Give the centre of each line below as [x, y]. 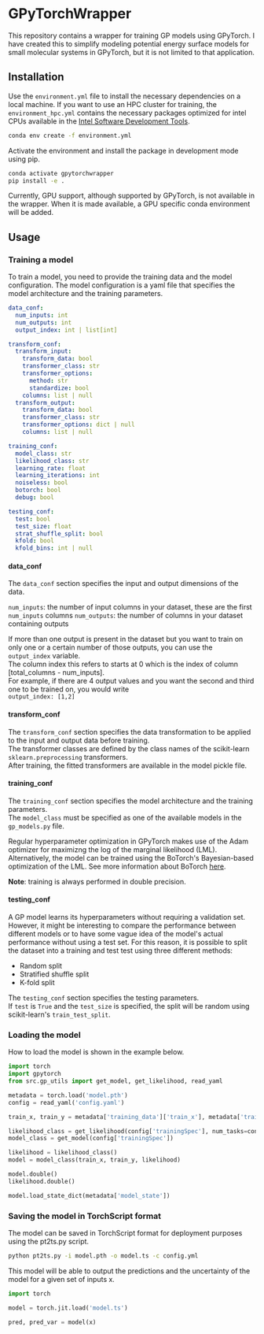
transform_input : [44, 351]
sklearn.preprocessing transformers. [68, 757]
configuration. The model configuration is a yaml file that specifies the [122, 285]
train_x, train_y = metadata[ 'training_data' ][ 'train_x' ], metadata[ [125, 1117]
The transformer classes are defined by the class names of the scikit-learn [129, 748]
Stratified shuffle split [54, 974]
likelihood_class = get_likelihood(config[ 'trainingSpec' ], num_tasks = [128, 1131]
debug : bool [35, 498]
